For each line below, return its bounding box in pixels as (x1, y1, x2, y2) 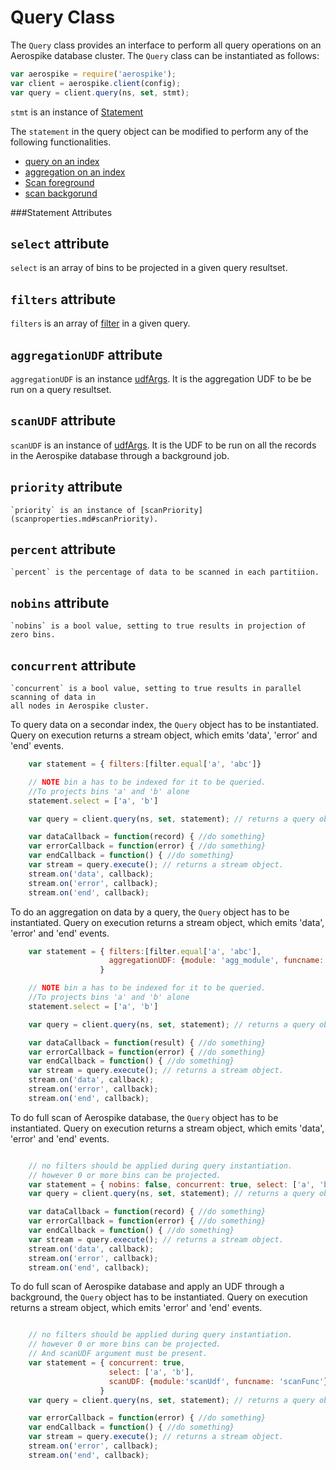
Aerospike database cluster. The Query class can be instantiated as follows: (10, 49, 320, 61)
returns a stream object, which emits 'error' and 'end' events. (10, 1302, 263, 1314)
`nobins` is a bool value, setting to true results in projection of (10, 621, 307, 631)
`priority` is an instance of (10, 505, 137, 515)
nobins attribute (10, 594, 110, 611)
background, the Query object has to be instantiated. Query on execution (10, 1291, 308, 1303)
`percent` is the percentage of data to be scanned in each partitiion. (10, 567, 320, 578)
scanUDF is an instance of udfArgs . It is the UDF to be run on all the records (10, 439, 317, 451)
